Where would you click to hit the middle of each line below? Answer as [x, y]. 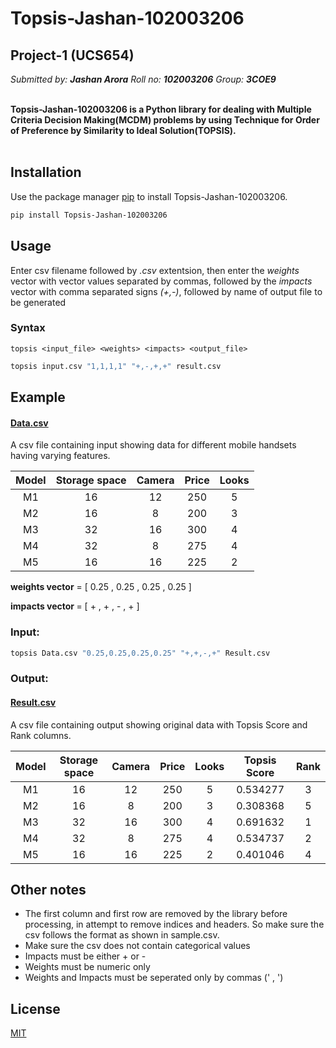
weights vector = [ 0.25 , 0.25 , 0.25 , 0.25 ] [101, 587]
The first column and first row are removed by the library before [156, 914]
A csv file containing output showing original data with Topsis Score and [159, 724]
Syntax [28, 328]
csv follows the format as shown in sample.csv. [122, 935]
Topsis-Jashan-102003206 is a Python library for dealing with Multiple [161, 109]
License [35, 1008]
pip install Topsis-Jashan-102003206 [89, 215]
